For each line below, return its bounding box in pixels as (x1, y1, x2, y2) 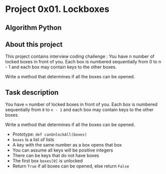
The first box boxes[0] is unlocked (12, 158, 83, 164)
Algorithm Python (5, 23, 62, 32)
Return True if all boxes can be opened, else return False (12, 163, 129, 169)
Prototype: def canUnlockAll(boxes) (12, 131, 87, 138)
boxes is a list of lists (12, 137, 54, 143)
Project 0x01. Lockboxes (5, 3, 109, 15)
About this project (5, 40, 63, 48)
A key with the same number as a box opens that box (12, 142, 122, 148)
